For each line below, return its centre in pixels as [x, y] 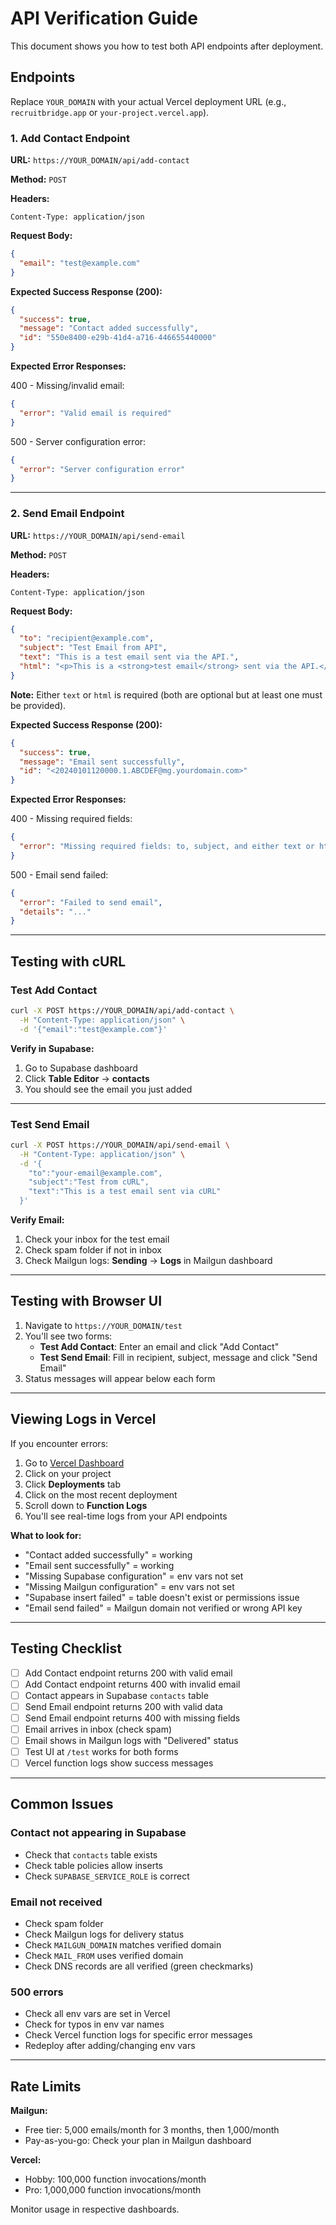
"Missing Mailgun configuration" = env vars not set [129, 1586]
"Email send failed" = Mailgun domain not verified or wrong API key [163, 1608]
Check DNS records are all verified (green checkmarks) [139, 1966]
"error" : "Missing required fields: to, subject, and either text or [167, 847]
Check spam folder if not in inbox [93, 1250]
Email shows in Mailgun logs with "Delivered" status [131, 1740]
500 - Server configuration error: [78, 441]
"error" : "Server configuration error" [102, 469]
